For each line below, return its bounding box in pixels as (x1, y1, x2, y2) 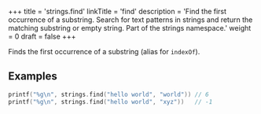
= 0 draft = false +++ (8, 31, 76, 41)
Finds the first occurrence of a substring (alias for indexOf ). (8, 47, 200, 56)
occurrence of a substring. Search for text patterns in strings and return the (8, 15, 253, 24)
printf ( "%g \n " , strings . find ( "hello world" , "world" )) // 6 (8, 90, 210, 98)
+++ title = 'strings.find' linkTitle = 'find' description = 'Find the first (8, 7, 226, 16)
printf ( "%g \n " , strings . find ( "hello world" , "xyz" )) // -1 (8, 97, 213, 105)
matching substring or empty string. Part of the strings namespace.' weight (8, 24, 252, 32)
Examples (8, 70, 57, 83)
